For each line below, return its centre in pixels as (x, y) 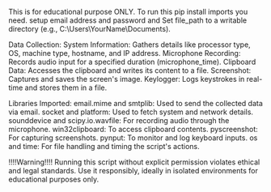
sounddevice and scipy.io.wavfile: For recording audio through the (119, 120)
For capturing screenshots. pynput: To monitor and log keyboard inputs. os (133, 138)
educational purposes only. (54, 179)
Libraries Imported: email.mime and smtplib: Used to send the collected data (135, 103)
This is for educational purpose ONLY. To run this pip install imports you (128, 12)
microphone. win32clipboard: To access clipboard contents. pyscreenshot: (133, 129)
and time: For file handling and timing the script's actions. (104, 146)
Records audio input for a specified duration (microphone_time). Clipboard (132, 62)
